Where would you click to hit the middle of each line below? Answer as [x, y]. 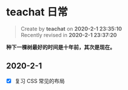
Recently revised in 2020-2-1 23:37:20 [69, 35]
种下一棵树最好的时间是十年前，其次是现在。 [61, 47]
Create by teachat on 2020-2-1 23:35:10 [71, 29]
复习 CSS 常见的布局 [40, 81]
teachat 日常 [37, 12]
